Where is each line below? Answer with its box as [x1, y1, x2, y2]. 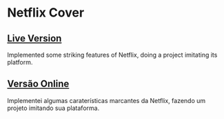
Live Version [7, 33, 62, 44]
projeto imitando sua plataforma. [7, 104, 100, 112]
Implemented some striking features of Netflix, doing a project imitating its [7, 51, 218, 59]
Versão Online [7, 78, 70, 90]
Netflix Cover [7, 5, 85, 21]
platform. [7, 58, 33, 66]
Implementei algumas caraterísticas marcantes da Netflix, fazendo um [7, 96, 206, 104]
